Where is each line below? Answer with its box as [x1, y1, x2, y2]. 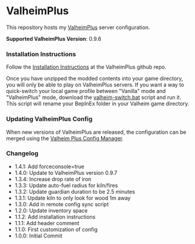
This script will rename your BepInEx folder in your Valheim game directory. [6, 100, 190, 107]
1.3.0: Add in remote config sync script [14, 200, 109, 208]
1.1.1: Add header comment [14, 219, 80, 226]
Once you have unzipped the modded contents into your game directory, [6, 75, 183, 82]
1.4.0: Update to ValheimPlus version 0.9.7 [14, 169, 118, 176]
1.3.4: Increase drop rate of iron [14, 175, 92, 182]
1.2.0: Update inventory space [14, 207, 88, 214]
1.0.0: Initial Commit [14, 232, 63, 239]
